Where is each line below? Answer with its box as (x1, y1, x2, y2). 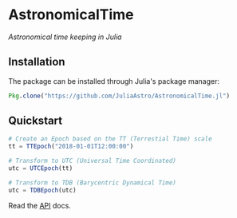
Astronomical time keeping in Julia (8, 32, 122, 42)
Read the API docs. (8, 200, 72, 210)
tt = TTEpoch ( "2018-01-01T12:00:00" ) (8, 142, 134, 151)
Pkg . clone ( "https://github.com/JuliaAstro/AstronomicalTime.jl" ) (8, 92, 230, 100)
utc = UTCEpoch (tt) (8, 164, 73, 172)
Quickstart (8, 114, 63, 128)
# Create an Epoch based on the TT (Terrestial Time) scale (8, 135, 213, 143)
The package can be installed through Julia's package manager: (8, 76, 220, 85)
